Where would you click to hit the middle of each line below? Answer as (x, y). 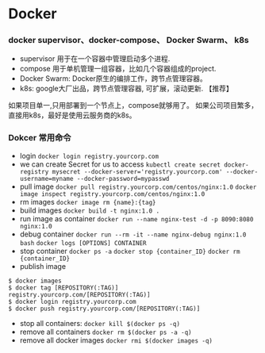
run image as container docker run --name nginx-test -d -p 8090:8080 (136, 218)
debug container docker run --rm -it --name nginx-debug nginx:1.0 (133, 234)
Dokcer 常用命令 (40, 138)
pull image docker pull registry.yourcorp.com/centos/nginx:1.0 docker (138, 186)
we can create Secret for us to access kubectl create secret (120, 164)
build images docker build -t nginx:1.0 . (90, 210)
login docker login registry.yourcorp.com (89, 155)
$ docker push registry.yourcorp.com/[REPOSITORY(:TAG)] (104, 309)
